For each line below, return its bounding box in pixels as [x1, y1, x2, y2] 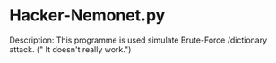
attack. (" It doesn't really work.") [9, 43, 132, 54]
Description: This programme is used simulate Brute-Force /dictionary [9, 35, 268, 45]
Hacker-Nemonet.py [9, 5, 166, 26]
